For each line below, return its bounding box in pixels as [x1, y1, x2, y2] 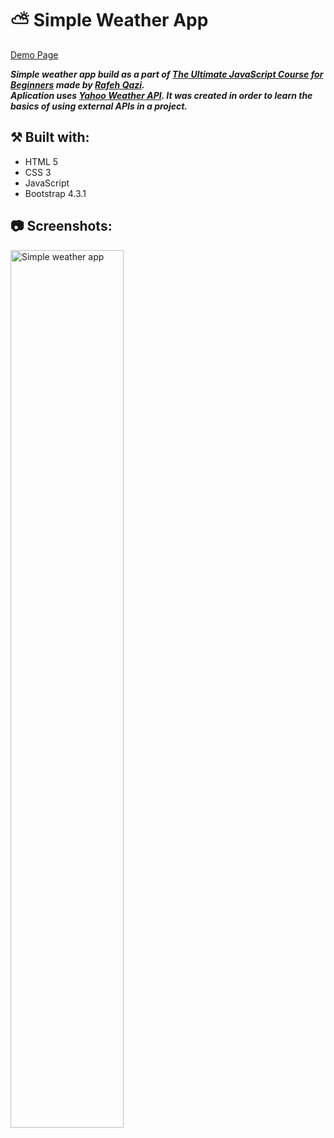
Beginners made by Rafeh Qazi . [10, 78, 145, 91]
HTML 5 [24, 155, 59, 167]
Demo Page [10, 48, 59, 61]
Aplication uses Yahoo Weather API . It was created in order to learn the [10, 89, 313, 101]
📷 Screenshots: [10, 218, 113, 235]
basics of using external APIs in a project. [10, 100, 188, 112]
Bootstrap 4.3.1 [24, 187, 87, 199]
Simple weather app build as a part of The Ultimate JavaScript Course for [10, 68, 324, 80]
